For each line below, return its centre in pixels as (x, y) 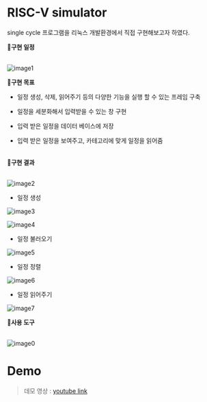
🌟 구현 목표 (21, 82)
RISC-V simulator (57, 13)
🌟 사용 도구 (21, 322)
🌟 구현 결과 (21, 162)
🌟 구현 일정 (21, 47)
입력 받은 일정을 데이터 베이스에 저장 (65, 126)
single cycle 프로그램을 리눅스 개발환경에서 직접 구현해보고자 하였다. (98, 32)
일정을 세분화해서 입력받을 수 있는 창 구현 (72, 111)
